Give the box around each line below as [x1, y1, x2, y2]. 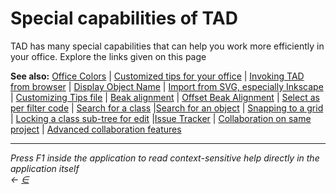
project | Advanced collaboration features [10, 123, 182, 135]
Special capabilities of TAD [10, 7, 238, 30]
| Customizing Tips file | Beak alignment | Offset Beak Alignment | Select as [10, 91, 320, 103]
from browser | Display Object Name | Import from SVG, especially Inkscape [10, 80, 324, 92]
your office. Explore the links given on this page [10, 50, 207, 62]
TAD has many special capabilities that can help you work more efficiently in [10, 40, 325, 52]
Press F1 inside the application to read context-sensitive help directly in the [10, 152, 320, 164]
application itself [10, 162, 80, 174]
